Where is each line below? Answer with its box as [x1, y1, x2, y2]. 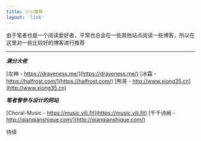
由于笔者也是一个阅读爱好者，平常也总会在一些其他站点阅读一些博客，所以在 [6, 31, 195, 39]
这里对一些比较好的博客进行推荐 [6, 39, 85, 46]
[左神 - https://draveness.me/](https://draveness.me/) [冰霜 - [6, 70, 157, 77]
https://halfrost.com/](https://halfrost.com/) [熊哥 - [6, 77, 132, 84]
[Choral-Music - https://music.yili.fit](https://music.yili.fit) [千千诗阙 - [6, 109, 175, 117]
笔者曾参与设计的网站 [6, 96, 59, 103]
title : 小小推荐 [6, 8, 43, 15]
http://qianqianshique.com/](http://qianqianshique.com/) [6, 116, 145, 123]
